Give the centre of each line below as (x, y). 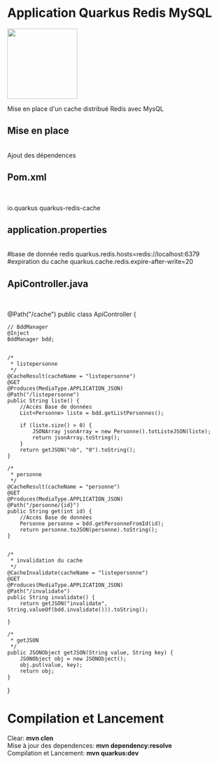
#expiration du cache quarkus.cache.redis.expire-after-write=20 (100, 262)
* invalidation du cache (46, 561)
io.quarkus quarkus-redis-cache (54, 208)
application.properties (57, 230)
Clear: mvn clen (30, 738)
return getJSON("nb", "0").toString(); (78, 450)
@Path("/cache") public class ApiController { (72, 315)
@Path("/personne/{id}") (43, 506)
